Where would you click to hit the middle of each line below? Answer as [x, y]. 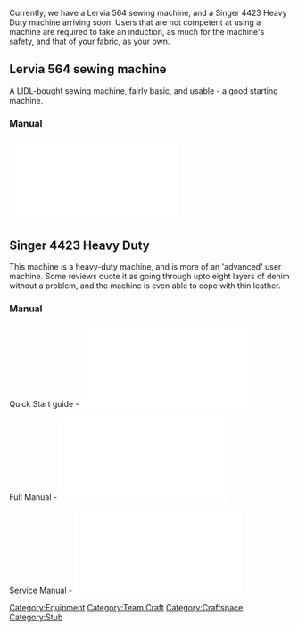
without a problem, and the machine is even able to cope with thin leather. [145, 286]
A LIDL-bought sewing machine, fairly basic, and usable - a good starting [144, 91]
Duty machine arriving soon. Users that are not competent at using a [135, 22]
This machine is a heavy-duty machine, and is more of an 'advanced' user [145, 266]
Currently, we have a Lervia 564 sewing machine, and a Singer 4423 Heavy [148, 13]
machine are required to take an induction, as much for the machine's [137, 32]
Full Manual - [33, 497]
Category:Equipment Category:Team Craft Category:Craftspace [126, 608]
